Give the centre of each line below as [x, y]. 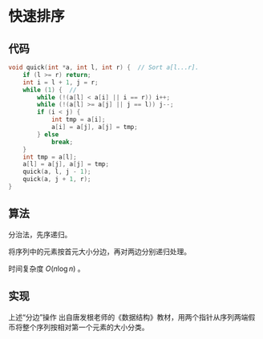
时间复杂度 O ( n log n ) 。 [47, 268]
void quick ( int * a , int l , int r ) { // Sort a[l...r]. [103, 67]
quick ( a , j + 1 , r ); [57, 180]
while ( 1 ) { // [50, 90]
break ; [62, 142]
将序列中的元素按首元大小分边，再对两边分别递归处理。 [99, 251]
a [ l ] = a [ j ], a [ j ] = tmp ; [66, 164]
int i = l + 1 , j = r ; [61, 82]
